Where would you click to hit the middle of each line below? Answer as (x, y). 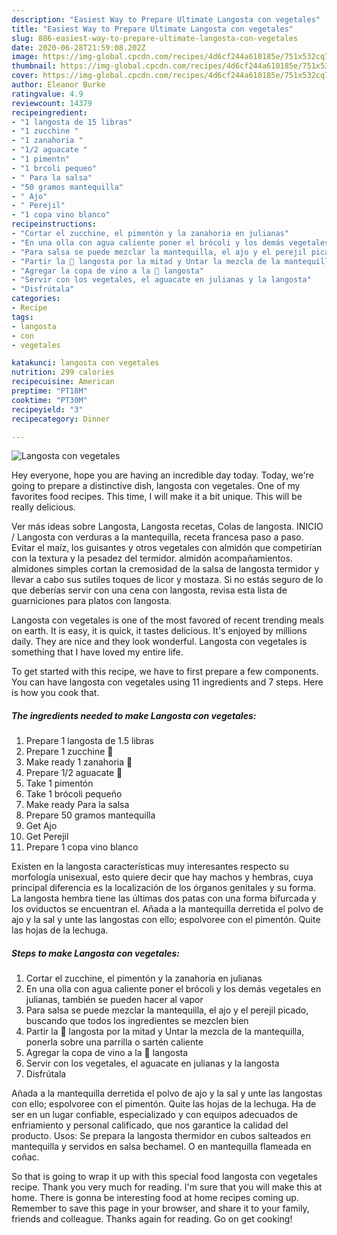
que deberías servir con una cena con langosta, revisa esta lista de (149, 590)
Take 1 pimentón (59, 783)
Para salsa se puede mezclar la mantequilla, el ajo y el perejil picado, (167, 1010)
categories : (36, 299)
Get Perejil (47, 837)
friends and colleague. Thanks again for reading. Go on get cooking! (152, 1219)
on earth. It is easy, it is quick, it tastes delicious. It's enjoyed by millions (159, 631)
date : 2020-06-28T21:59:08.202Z (78, 47)
